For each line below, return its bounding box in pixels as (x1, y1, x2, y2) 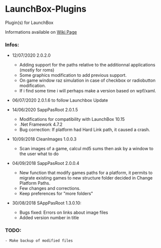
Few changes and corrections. (19, 185, 80, 191)
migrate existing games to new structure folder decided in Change (19, 175, 153, 181)
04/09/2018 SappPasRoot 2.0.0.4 (12, 160, 80, 166)
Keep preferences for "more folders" (19, 191, 94, 197)
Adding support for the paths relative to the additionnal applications (19, 62, 156, 68)
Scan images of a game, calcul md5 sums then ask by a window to (19, 146, 154, 152)
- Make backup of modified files (5, 238, 73, 243)
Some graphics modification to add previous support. (19, 72, 127, 78)
